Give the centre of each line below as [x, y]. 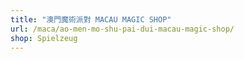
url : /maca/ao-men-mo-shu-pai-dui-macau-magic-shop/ [122, 29]
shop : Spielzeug [44, 38]
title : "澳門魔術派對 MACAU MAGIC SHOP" [91, 19]
